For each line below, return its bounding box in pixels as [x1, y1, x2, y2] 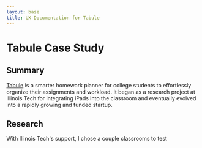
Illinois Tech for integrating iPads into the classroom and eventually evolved [6, 94, 196, 102]
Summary [6, 65, 45, 76]
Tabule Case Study [6, 41, 105, 55]
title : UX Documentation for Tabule [6, 15, 100, 21]
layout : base [6, 9, 40, 15]
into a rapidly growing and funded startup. [6, 101, 113, 108]
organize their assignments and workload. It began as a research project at [6, 88, 196, 95]
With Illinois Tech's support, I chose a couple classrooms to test [6, 135, 167, 142]
